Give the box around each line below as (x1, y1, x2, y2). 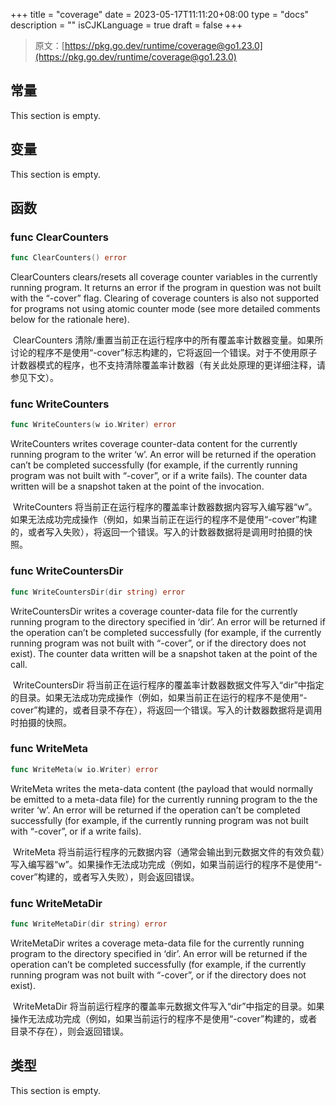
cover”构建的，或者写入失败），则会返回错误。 (10, 870, 200, 883)
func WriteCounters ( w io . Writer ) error (10, 420, 177, 430)
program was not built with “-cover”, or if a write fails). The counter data (10, 470, 308, 482)
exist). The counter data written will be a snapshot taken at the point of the (10, 647, 318, 659)
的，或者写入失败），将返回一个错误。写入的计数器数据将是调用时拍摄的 (10, 526, 304, 538)
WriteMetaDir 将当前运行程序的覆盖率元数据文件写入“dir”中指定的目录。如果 (12, 1000, 325, 1012)
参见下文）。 (10, 372, 59, 384)
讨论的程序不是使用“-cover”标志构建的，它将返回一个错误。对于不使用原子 (10, 347, 318, 359)
